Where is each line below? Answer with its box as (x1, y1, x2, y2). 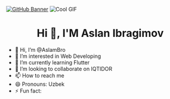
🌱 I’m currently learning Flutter (14, 58, 90, 66)
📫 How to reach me (14, 72, 64, 79)
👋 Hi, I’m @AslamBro (14, 46, 66, 53)
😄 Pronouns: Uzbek (14, 81, 64, 88)
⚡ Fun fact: (14, 87, 42, 94)
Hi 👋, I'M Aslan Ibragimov (36, 27, 164, 40)
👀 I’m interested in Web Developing (14, 52, 101, 60)
